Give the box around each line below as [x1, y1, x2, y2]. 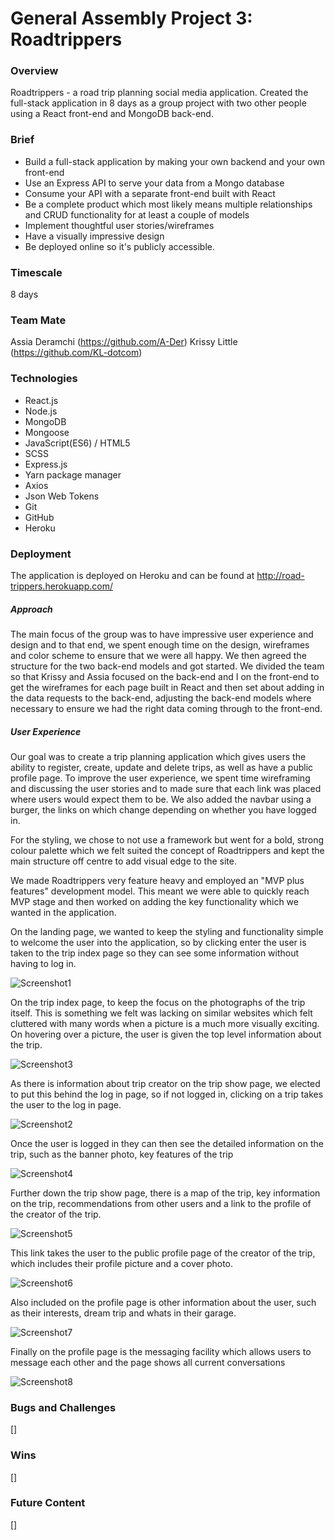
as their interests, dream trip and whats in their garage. [10, 1307, 237, 1319]
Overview [10, 64, 59, 78]
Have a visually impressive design [24, 230, 165, 242]
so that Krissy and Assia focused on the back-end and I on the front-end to [10, 670, 320, 682]
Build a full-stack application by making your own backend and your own [24, 155, 326, 167]
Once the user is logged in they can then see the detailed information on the [10, 1137, 324, 1149]
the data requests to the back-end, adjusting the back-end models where [10, 692, 312, 704]
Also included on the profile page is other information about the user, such [10, 1296, 317, 1308]
